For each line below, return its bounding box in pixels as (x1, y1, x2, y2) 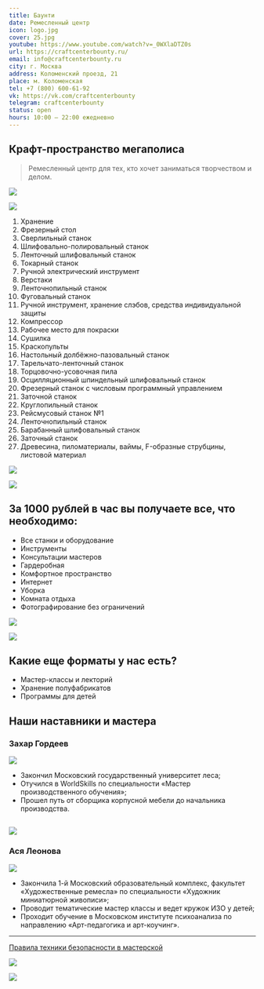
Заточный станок (20, 433, 78, 443)
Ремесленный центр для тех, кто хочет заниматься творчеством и (27, 163, 252, 173)
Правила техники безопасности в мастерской (9, 943, 164, 952)
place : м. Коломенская (9, 77, 83, 85)
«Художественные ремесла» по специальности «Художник (20, 886, 221, 896)
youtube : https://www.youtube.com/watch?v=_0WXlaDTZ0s (9, 41, 192, 49)
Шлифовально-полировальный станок (20, 241, 150, 251)
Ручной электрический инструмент (20, 266, 140, 276)
